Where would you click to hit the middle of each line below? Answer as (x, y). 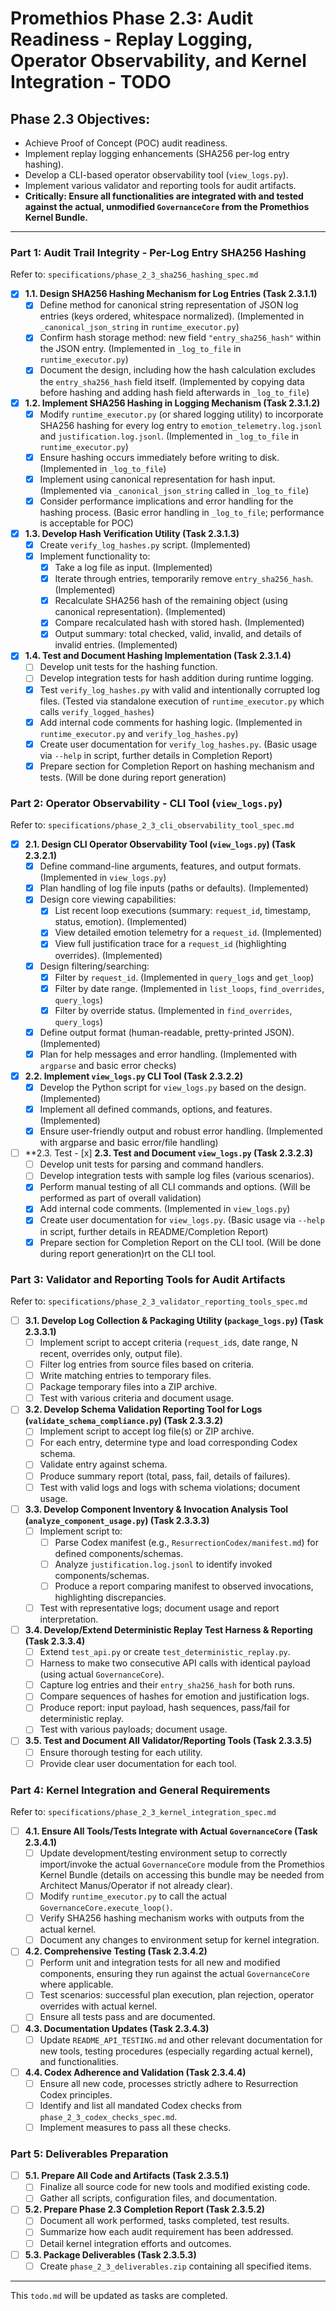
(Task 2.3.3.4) (55, 1641)
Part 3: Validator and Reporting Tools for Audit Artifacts (148, 1279)
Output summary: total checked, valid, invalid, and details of (178, 634)
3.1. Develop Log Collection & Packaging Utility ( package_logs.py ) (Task (174, 1320)
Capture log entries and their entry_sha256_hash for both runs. (167, 1685)
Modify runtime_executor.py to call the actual (133, 1896)
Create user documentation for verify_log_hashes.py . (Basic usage (178, 744)
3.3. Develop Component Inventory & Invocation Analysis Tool (156, 1509)
